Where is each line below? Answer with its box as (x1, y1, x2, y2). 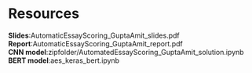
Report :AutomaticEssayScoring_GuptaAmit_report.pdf (8, 38, 183, 48)
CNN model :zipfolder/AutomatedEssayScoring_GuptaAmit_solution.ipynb (8, 47, 245, 57)
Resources (8, 5, 80, 23)
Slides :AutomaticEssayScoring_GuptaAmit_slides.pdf (8, 31, 180, 40)
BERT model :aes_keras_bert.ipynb (8, 56, 120, 65)
